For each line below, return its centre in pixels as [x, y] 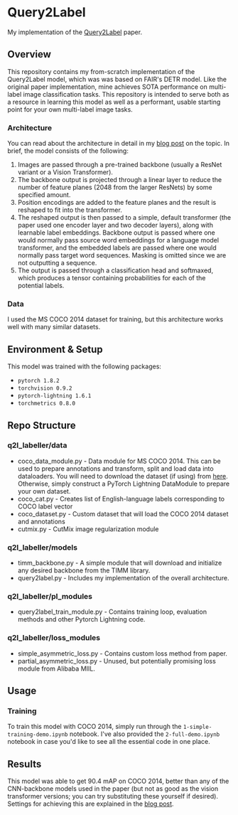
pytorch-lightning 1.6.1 [54, 396]
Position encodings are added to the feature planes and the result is [117, 203]
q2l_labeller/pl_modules [50, 597]
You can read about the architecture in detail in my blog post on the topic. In [118, 144]
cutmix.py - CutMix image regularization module [88, 529]
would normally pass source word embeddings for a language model [118, 240]
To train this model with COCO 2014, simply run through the [94, 727]
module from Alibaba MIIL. [56, 668]
